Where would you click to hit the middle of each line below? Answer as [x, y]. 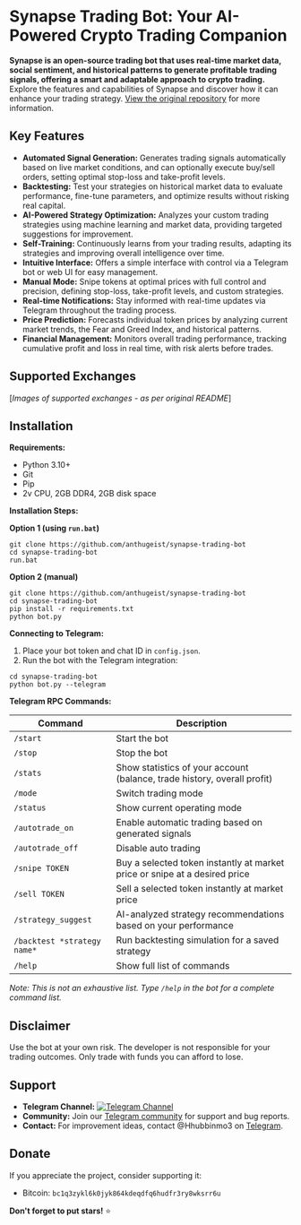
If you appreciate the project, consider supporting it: [105, 1175]
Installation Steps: [44, 511]
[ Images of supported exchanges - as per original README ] [120, 398]
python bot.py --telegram [57, 685]
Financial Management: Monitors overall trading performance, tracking [154, 339]
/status [30, 808]
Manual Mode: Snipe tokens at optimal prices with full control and [144, 281]
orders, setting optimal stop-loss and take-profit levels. [124, 177]
